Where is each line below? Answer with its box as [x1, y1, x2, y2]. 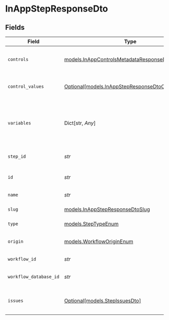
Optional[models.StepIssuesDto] [64, 297, 141, 304]
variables [8, 120, 31, 126]
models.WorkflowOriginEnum [64, 238, 133, 245]
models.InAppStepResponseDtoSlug [64, 206, 150, 213]
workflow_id [8, 257, 37, 262]
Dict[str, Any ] [64, 119, 96, 126]
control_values [8, 84, 44, 89]
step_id [8, 154, 26, 159]
